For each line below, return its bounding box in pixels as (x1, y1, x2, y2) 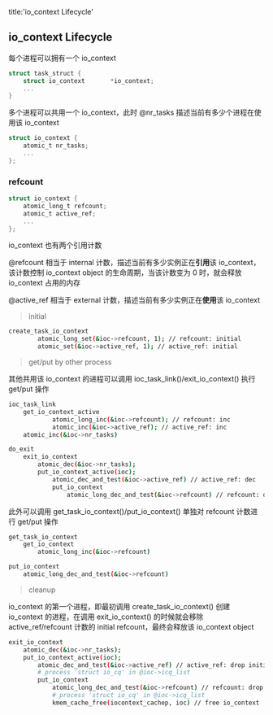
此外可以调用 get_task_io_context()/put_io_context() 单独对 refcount (8, 506, 235, 516)
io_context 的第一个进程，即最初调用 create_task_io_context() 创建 (8, 601, 230, 611)
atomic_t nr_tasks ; (23, 142, 89, 150)
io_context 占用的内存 (8, 278, 81, 288)
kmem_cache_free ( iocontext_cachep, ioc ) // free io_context (51, 699, 260, 707)
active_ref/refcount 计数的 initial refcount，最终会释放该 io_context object (8, 621, 254, 631)
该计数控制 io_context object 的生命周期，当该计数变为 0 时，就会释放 (8, 268, 242, 277)
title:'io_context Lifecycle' (8, 7, 93, 16)
